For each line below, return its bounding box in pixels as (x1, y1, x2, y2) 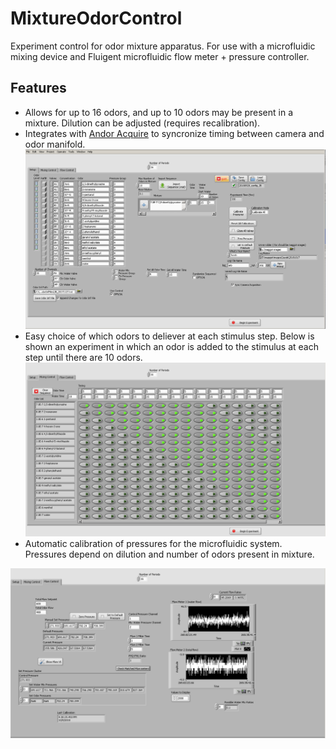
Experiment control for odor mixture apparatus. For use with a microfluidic (10, 40, 316, 52)
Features (10, 80, 67, 97)
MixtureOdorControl (10, 7, 183, 30)
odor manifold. (24, 138, 86, 150)
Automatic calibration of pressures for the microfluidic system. (24, 537, 283, 549)
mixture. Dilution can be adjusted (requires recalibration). (24, 117, 261, 129)
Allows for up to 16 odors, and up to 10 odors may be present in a (24, 106, 294, 118)
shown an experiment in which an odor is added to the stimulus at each (24, 341, 320, 353)
